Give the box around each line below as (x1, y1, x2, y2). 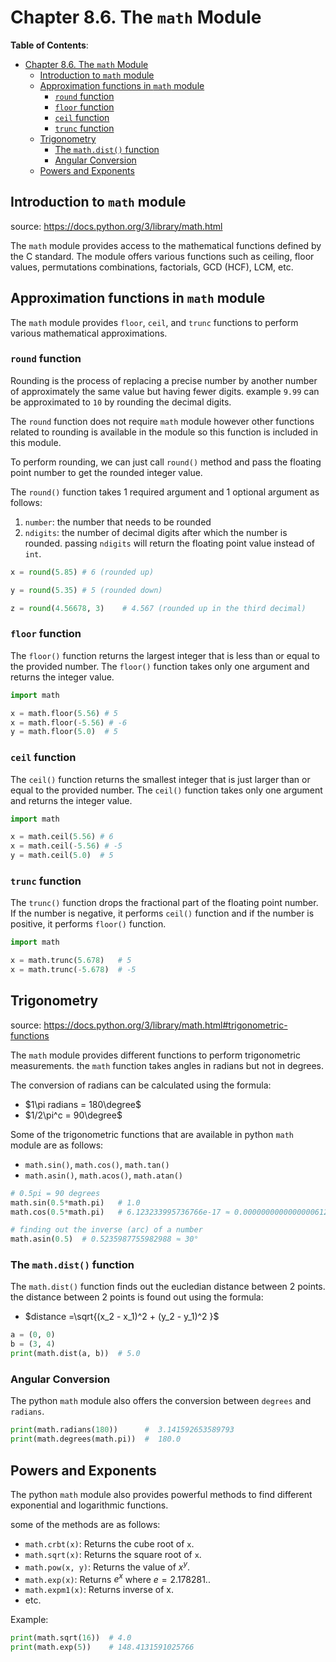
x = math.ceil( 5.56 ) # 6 (10, 832, 114, 842)
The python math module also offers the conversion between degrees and (10, 1395, 312, 1407)
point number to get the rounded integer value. (10, 466, 203, 478)
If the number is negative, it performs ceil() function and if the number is (10, 907, 315, 920)
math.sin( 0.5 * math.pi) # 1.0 (10, 1197, 141, 1208)
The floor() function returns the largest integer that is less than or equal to (10, 649, 320, 661)
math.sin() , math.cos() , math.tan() (24, 1158, 170, 1170)
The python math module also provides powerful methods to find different (10, 1488, 313, 1500)
